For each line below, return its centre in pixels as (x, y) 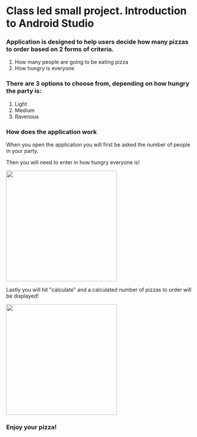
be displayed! (22, 296)
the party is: (24, 91)
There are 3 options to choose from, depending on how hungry (98, 84)
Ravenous (27, 116)
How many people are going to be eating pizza (71, 62)
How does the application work (52, 132)
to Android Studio (50, 23)
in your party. (22, 151)
